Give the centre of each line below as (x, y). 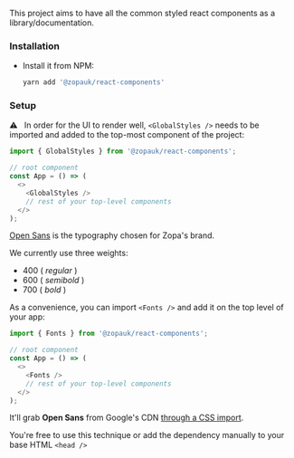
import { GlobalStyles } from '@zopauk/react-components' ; (123, 152)
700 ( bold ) (44, 290)
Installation (35, 46)
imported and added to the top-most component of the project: (127, 135)
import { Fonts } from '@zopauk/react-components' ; (109, 334)
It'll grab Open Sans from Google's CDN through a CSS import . (127, 418)
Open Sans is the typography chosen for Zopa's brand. (112, 235)
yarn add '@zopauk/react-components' (94, 82)
